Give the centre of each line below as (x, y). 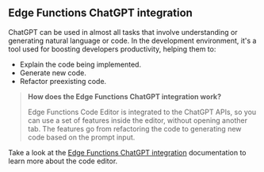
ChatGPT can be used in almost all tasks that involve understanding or (123, 32)
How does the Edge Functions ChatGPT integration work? (124, 96)
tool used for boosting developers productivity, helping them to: (112, 49)
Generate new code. (53, 73)
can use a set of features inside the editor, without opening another (138, 120)
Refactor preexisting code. (63, 81)
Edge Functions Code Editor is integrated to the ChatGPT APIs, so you (142, 112)
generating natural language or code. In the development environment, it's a (132, 40)
